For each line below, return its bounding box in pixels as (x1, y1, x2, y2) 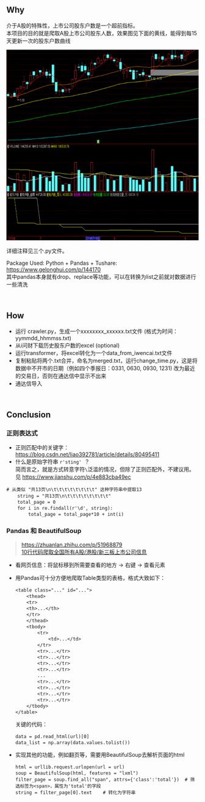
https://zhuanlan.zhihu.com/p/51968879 (21, 541, 123, 548)
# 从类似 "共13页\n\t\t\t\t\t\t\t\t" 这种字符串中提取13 (6, 487, 142, 493)
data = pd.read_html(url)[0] (15, 733, 90, 740)
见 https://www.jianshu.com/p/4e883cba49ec (15, 473, 131, 481)
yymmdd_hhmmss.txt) (15, 334, 72, 342)
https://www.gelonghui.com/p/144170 (6, 265, 101, 273)
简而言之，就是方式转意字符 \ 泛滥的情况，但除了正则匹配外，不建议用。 (15, 466, 195, 473)
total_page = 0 (17, 499, 56, 506)
